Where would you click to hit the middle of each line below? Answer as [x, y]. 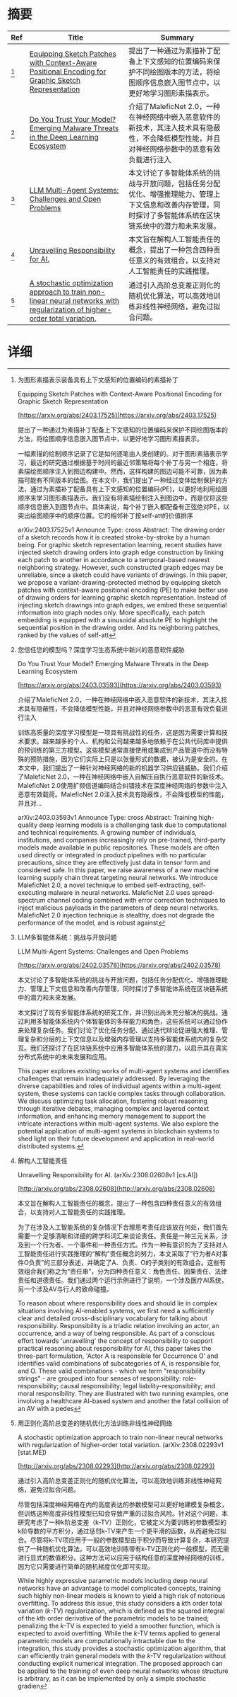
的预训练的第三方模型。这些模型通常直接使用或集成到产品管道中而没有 [120, 750]
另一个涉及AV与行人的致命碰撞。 [65, 1289]
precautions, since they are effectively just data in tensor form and [114, 862]
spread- [203, 892]
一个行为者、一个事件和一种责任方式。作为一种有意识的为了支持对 [126, 1245]
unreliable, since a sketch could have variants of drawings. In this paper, [122, 575]
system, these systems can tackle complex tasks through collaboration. [121, 1093]
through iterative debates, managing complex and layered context [113, 1108]
